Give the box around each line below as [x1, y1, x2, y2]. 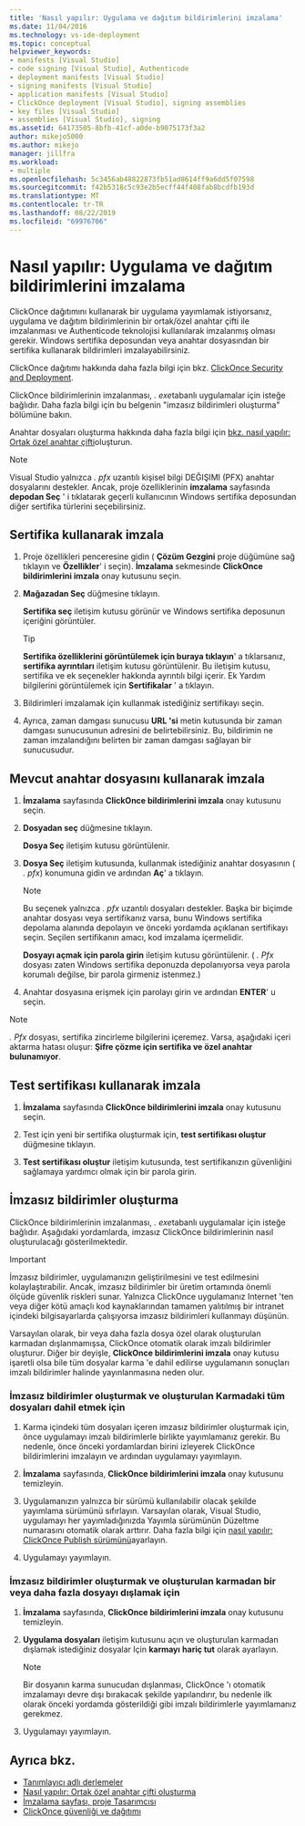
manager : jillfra [9, 149, 76, 158]
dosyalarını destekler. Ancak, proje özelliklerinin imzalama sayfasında [9, 481, 270, 493]
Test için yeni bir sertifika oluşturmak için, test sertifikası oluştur [22, 1129, 267, 1140]
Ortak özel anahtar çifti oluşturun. [9, 436, 133, 447]
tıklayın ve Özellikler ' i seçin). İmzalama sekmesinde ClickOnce [22, 561, 264, 572]
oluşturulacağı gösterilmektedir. [9, 1236, 128, 1247]
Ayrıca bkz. [9, 1752, 76, 1768]
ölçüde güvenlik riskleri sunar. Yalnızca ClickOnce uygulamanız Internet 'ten [9, 1291, 294, 1302]
